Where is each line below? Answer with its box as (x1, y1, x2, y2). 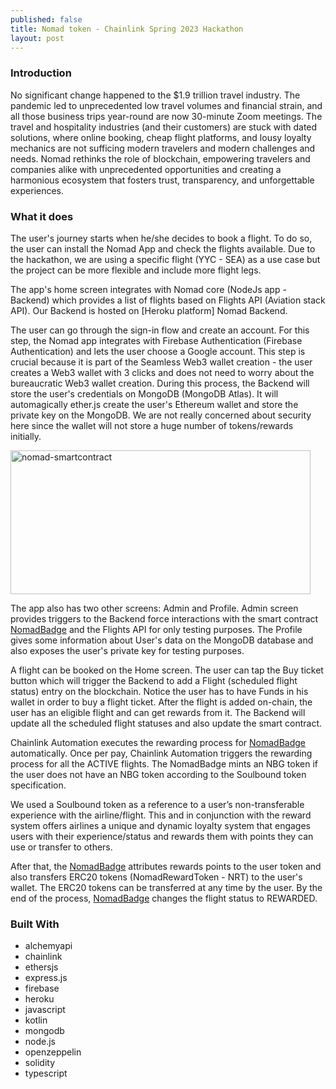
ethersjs (24, 961, 59, 973)
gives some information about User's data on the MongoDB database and (10, 634, 314, 646)
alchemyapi (24, 940, 73, 952)
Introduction (10, 66, 72, 80)
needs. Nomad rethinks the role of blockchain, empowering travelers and (10, 152, 311, 165)
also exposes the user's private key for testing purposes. (10, 644, 245, 656)
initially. (10, 430, 42, 442)
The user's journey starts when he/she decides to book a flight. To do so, (10, 232, 313, 244)
